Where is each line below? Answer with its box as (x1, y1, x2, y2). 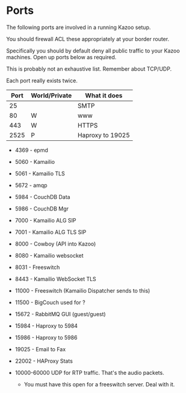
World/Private (31, 91, 72, 100)
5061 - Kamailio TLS (14, 170, 65, 177)
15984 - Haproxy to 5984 (14, 322, 78, 330)
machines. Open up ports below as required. (6, 53, 117, 60)
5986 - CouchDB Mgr (14, 205, 69, 212)
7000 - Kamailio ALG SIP (14, 216, 76, 224)
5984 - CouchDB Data (14, 193, 70, 200)
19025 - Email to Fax (14, 345, 66, 352)
